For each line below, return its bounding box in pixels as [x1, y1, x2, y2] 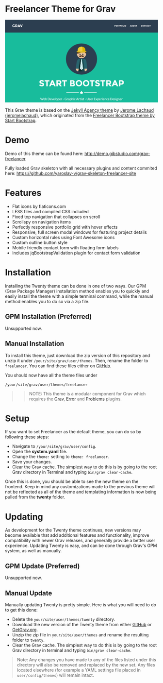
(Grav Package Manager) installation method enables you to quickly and [5, 288, 149, 294]
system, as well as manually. [5, 548, 62, 554]
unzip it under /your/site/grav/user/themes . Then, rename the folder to [5, 358, 148, 363]
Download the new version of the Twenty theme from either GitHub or [12, 622, 152, 628]
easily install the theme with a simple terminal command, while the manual [5, 293, 153, 299]
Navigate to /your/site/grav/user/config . [12, 444, 97, 449]
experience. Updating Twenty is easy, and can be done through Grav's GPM [5, 543, 157, 548]
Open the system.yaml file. [12, 448, 67, 455]
